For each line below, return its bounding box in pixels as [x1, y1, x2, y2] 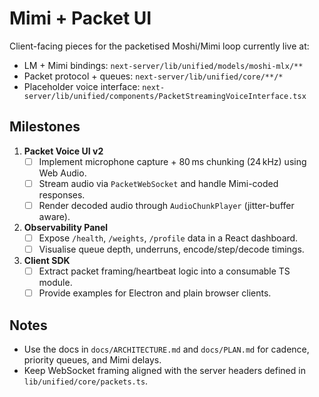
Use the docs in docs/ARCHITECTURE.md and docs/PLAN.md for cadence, [23, 343, 310, 355]
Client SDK [23, 255, 71, 267]
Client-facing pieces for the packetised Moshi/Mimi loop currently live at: [9, 40, 310, 52]
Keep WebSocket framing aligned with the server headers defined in [23, 365, 306, 376]
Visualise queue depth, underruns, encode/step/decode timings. [38, 243, 305, 255]
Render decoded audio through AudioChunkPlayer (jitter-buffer [38, 199, 295, 211]
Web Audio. [38, 167, 87, 179]
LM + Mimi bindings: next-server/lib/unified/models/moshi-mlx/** [23, 59, 304, 71]
